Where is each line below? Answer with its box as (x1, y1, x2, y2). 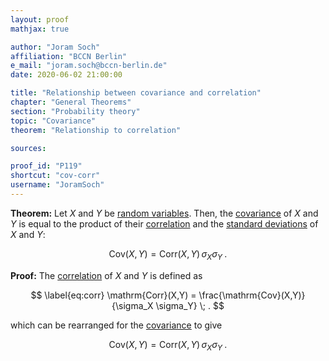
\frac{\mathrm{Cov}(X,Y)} (198, 289, 306, 301)
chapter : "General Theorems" (10, 97, 132, 107)
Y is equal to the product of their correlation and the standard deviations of (10, 217, 319, 230)
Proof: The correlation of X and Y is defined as (10, 269, 203, 281)
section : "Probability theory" (10, 106, 141, 116)
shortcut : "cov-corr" (10, 171, 101, 181)
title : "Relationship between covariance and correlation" (10, 88, 262, 98)
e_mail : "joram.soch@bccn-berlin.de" (10, 61, 168, 71)
